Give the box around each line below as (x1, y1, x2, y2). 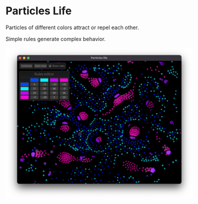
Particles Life (5, 4, 72, 18)
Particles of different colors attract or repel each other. (5, 24, 139, 31)
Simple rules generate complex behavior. (5, 35, 106, 42)
